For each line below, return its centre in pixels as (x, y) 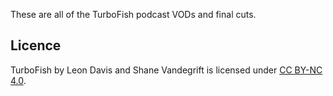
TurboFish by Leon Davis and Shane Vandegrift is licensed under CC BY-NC (166, 70)
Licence (36, 45)
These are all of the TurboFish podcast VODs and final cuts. (133, 14)
